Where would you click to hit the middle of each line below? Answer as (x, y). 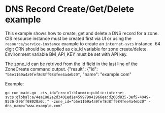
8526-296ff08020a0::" (27, 101)
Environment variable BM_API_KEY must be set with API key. (66, 54)
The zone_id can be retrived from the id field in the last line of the (71, 64)
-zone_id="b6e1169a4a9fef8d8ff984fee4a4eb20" (99, 101)
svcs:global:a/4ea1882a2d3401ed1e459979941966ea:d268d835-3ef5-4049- (78, 97)
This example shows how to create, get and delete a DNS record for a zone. (82, 33)
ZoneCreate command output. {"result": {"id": (51, 69)
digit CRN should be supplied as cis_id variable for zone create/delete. (76, 49)
